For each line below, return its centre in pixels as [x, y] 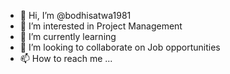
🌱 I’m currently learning [68, 36]
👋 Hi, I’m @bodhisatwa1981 [75, 15]
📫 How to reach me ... [66, 58]
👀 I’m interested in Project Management [101, 26]
